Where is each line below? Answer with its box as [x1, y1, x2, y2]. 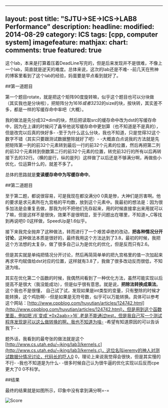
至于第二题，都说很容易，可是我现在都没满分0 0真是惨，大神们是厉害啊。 [5, 192, 156, 198]
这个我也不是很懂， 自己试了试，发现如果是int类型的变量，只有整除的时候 [5, 287, 156, 293]
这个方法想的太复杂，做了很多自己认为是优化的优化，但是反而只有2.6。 [5, 241, 152, 247]
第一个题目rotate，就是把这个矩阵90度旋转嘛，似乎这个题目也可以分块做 [5, 94, 154, 100]
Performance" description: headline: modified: [5, 23, 154, 31]
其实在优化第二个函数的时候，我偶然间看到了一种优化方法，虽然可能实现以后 [5, 275, 163, 281]
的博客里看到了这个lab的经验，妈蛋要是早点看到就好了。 [5, 72, 121, 78]
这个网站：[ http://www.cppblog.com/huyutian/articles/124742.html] [5, 300, 144, 306]
